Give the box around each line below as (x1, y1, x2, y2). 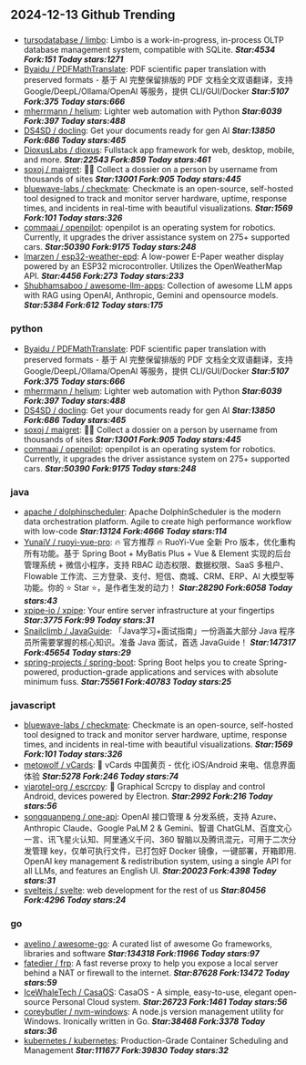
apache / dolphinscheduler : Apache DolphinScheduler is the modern (23, 506, 281, 517)
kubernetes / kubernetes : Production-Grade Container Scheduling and (23, 1035, 289, 1046)
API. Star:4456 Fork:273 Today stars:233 (23, 271, 185, 282)
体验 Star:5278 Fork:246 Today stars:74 (23, 770, 179, 782)
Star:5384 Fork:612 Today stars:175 (23, 300, 163, 311)
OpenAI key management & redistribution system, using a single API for (23, 856, 292, 867)
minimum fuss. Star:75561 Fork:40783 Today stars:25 (23, 676, 231, 687)
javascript (10, 698, 56, 711)
